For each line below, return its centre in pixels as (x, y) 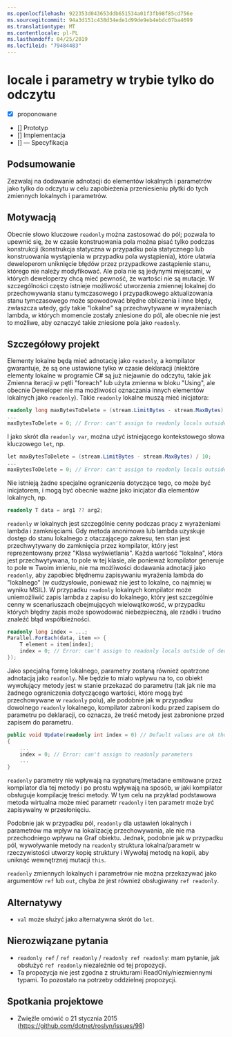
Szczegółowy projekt (54, 345)
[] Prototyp (32, 128)
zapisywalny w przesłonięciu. (49, 810)
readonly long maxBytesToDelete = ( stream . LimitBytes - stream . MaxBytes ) (116, 410)
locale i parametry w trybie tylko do (111, 80)
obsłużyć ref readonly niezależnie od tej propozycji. (92, 965)
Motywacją (32, 218)
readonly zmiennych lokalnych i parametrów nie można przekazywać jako (112, 874)
